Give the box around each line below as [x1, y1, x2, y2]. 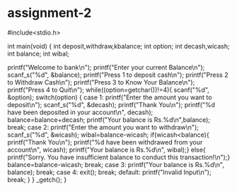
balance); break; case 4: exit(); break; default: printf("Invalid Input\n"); [7, 168, 212, 176]
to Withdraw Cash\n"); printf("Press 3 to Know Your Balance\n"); [7, 78, 195, 86]
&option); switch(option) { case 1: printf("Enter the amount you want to [7, 93, 212, 101]
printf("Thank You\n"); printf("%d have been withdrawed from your [7, 137, 203, 146]
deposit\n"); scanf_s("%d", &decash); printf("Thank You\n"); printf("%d [7, 100, 216, 109]
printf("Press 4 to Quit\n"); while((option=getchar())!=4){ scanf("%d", [7, 85, 210, 94]
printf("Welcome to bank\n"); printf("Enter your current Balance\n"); [7, 63, 205, 71]
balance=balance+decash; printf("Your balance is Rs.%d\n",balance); [7, 115, 211, 124]
